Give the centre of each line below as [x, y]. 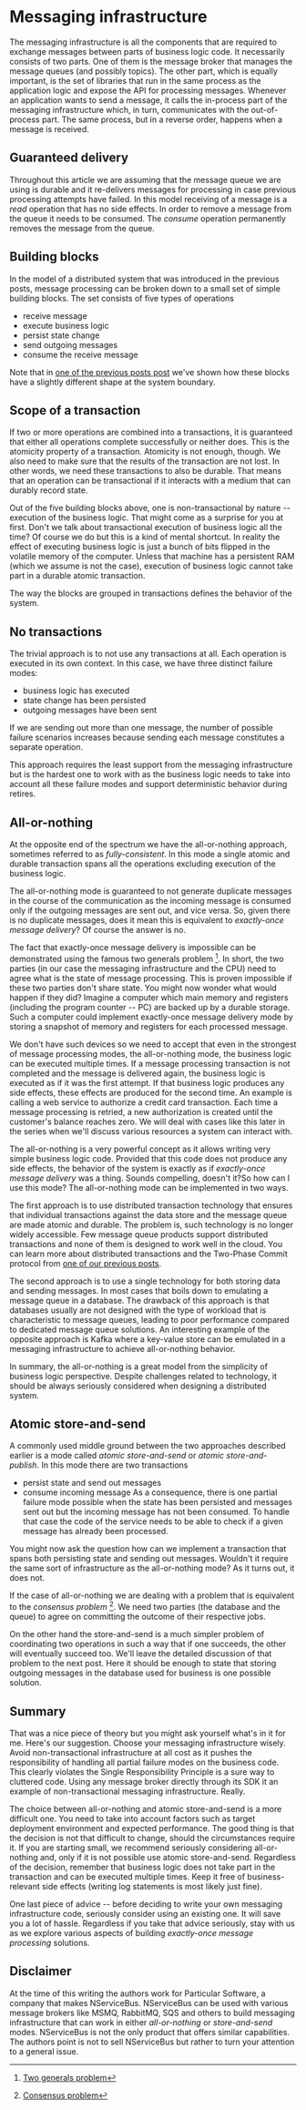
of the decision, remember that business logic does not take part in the [143, 1867]
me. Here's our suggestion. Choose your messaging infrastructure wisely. [148, 1743]
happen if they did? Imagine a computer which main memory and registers [149, 997]
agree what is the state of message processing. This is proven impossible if [151, 978]
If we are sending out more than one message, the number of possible [141, 728]
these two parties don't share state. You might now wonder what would [143, 988]
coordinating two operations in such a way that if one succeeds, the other [148, 1644]
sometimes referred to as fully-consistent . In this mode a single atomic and [150, 854]
